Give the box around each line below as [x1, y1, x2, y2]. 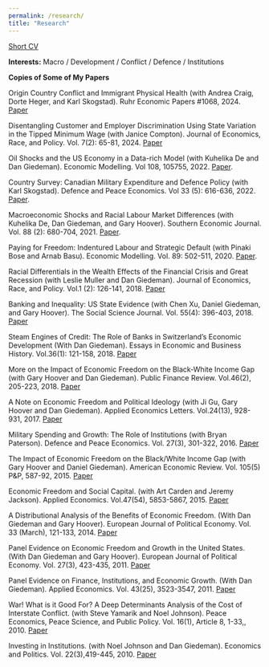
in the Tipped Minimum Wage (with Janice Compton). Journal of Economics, [8, 129, 261, 139]
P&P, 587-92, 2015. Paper [8, 470, 94, 480]
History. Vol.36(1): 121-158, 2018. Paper [8, 348, 137, 358]
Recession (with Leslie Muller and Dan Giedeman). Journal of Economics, [8, 275, 251, 285]
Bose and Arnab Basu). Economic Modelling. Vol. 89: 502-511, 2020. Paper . [8, 250, 258, 261]
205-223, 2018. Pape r [8, 381, 81, 391]
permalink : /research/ [8, 11, 84, 20]
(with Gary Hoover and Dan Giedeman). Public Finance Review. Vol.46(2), [8, 372, 251, 382]
